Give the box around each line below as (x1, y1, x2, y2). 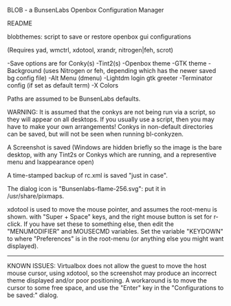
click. (7, 220, 23, 228)
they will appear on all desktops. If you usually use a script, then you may (7, 115, 214, 123)
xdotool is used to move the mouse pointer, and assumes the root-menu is (7, 205, 218, 213)
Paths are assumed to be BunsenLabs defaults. (7, 94, 141, 103)
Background (7, 67, 42, 74)
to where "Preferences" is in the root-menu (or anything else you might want (7, 234, 224, 243)
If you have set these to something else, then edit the (23, 220, 174, 228)
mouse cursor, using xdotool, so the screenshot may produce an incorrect (7, 269, 217, 277)
